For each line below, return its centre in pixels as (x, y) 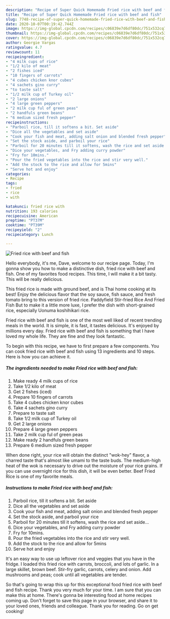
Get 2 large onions (32, 423)
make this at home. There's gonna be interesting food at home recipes (79, 595)
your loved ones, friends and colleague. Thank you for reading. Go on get (82, 606)
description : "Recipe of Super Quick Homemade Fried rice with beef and (84, 10)
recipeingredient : (25, 57)
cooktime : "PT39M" (25, 225)
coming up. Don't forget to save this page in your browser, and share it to (82, 600)
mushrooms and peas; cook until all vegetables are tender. (67, 575)
